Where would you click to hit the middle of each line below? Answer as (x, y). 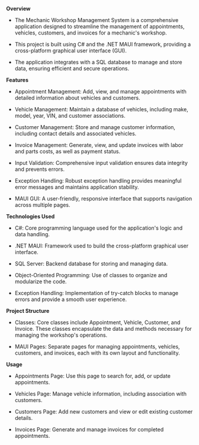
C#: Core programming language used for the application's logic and (99, 228)
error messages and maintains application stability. (77, 187)
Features (17, 80)
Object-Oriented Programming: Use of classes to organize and (91, 275)
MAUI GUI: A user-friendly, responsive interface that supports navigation (103, 198)
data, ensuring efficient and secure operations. (72, 68)
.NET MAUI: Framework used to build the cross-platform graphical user (101, 246)
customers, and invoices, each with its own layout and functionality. (97, 353)
